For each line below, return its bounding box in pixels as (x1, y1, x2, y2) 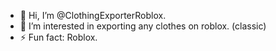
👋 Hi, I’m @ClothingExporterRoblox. (19, 10, 167, 21)
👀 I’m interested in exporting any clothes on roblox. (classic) (19, 20, 267, 32)
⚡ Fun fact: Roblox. (19, 31, 98, 43)
